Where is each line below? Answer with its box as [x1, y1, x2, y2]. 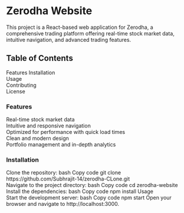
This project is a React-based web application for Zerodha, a [6, 24, 153, 31]
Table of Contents [6, 53, 74, 63]
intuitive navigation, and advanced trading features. [6, 36, 132, 43]
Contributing [6, 81, 37, 89]
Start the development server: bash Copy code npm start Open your [6, 194, 172, 201]
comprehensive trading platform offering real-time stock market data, [6, 30, 175, 37]
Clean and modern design [6, 135, 70, 142]
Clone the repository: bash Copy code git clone [6, 169, 121, 176]
